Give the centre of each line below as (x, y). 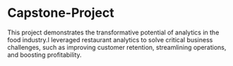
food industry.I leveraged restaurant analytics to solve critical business (110, 39)
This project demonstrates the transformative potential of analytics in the (113, 32)
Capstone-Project (61, 13)
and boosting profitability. (45, 55)
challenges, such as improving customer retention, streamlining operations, (117, 47)
